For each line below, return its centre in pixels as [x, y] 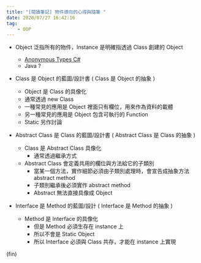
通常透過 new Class [49, 99]
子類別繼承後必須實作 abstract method [82, 185]
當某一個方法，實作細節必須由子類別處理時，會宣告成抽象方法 [112, 171]
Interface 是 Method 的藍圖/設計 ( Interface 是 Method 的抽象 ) [94, 206]
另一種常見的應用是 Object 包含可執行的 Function [86, 114]
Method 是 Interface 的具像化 [61, 219]
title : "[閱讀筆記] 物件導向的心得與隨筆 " [56, 12]
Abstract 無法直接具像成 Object [73, 193]
